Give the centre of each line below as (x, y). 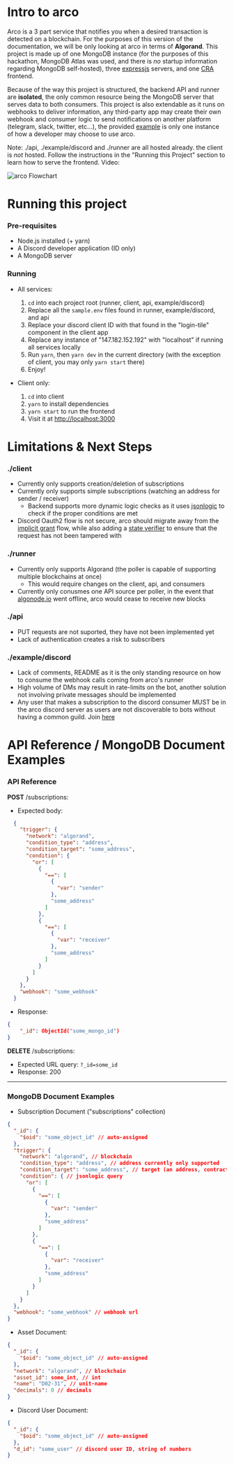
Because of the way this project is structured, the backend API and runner (114, 89)
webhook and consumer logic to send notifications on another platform (109, 119)
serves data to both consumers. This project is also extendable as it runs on (116, 104)
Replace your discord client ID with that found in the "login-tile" (118, 324)
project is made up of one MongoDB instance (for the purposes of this (108, 54)
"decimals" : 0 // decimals (53, 1390)
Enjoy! (37, 369)
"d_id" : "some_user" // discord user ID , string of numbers (102, 1449)
